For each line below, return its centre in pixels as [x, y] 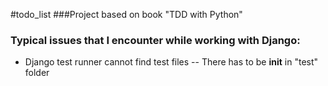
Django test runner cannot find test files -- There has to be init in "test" [171, 62]
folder [37, 73]
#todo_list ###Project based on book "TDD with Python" [126, 14]
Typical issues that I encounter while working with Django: [155, 40]
